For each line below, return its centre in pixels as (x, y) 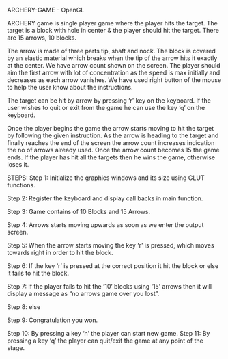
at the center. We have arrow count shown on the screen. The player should (114, 65)
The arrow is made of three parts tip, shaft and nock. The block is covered (112, 51)
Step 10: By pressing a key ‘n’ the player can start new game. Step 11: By (109, 333)
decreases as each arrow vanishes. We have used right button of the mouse (114, 80)
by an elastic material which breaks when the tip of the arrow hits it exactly (112, 58)
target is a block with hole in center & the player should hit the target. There (113, 30)
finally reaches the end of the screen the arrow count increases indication (111, 143)
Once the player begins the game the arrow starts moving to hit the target (110, 128)
